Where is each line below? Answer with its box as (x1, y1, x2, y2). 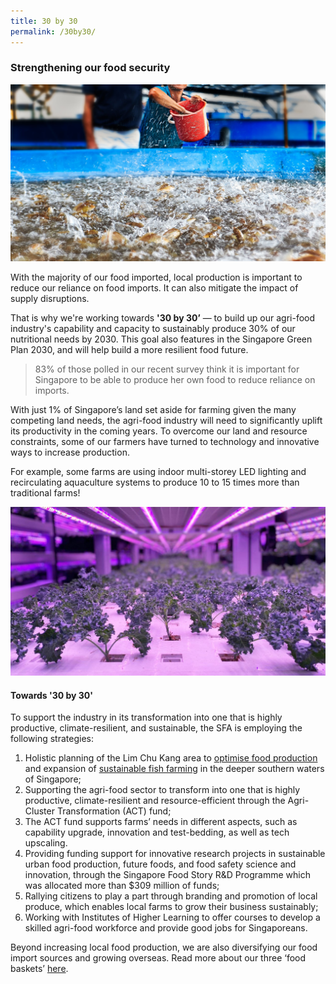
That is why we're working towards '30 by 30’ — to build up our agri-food (10, 312, 316, 324)
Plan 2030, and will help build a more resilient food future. (10, 344, 249, 356)
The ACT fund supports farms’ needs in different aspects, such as (24, 816, 298, 828)
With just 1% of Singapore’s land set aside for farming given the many (10, 404, 297, 416)
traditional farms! (10, 487, 81, 499)
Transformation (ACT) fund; (56, 805, 172, 817)
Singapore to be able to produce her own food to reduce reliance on (34, 374, 316, 386)
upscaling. (24, 837, 68, 849)
